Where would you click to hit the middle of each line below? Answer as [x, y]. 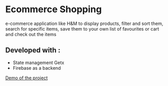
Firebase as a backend [37, 68]
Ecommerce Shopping [53, 9]
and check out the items [31, 34]
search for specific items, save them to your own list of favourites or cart [82, 28]
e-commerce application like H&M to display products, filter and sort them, [84, 23]
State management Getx [38, 63]
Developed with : [33, 50]
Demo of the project [26, 78]
